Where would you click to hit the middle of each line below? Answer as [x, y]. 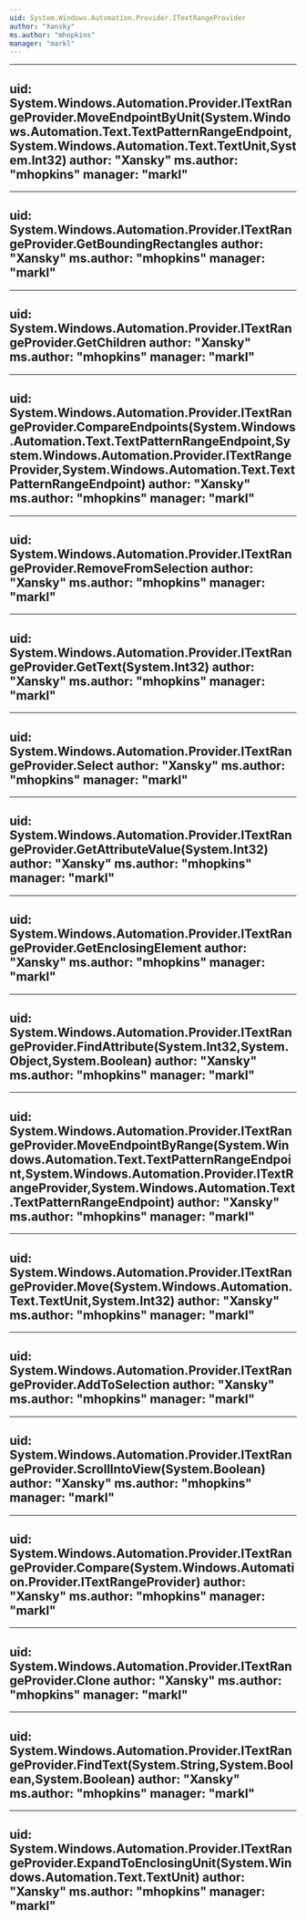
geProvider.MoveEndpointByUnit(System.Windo [150, 117]
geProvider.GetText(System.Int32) [109, 667]
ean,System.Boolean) [72, 1779]
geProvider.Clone [60, 1681]
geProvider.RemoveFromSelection [109, 568]
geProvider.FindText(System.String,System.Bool [152, 1764]
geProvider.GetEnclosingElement [106, 948]
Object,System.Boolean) [81, 1060]
